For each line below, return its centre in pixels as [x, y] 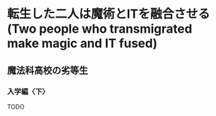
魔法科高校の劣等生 [48, 70]
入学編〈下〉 [28, 91]
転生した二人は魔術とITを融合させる [109, 14]
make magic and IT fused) [82, 43]
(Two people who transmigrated [100, 29]
